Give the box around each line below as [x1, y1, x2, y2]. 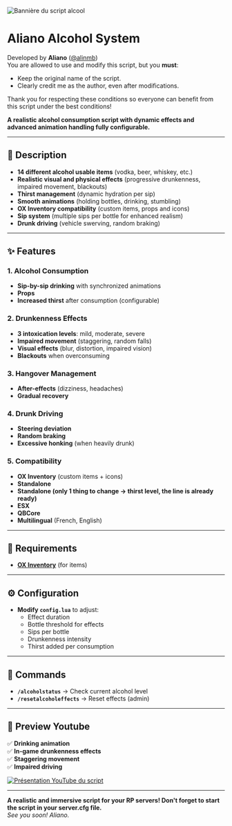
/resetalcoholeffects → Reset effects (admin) [17, 694, 150, 703]
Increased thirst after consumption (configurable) [17, 297, 160, 305]
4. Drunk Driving [7, 409, 64, 418]
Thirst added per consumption [27, 642, 114, 651]
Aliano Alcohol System [7, 31, 140, 46]
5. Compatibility [7, 456, 62, 466]
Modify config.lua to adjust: [17, 606, 99, 614]
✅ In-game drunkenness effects [7, 747, 101, 755]
